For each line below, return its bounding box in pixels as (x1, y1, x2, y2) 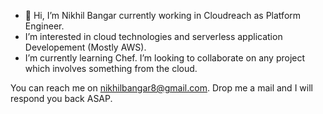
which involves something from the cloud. (24, 63, 198, 74)
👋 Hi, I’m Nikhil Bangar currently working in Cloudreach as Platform (24, 10, 302, 21)
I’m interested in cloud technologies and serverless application (24, 31, 283, 42)
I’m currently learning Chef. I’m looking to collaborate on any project (24, 52, 306, 64)
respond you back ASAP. (10, 93, 113, 104)
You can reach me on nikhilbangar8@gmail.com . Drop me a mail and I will (10, 82, 313, 94)
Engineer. (24, 20, 65, 32)
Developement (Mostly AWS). (24, 41, 147, 53)
